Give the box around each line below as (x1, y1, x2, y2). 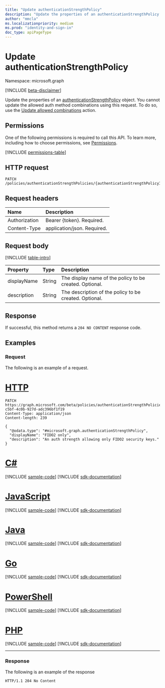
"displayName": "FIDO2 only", (9, 433, 71, 438)
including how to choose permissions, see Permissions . (5, 139, 118, 145)
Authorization (7, 217, 39, 224)
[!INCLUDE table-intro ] (5, 255, 51, 261)
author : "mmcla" (5, 16, 38, 21)
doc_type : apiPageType (5, 30, 52, 35)
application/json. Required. (45, 225, 107, 232)
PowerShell (5, 591, 53, 602)
